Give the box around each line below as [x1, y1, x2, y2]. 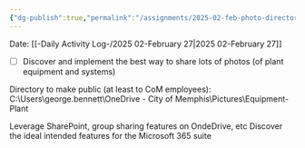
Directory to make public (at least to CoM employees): [9, 84, 212, 94]
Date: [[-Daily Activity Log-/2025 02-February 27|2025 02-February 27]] [9, 38, 282, 49]
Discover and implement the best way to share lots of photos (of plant [22, 55, 284, 66]
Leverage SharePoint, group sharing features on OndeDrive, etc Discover [9, 120, 283, 132]
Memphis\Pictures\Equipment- [174, 93, 289, 104]
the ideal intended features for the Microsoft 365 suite [9, 130, 212, 141]
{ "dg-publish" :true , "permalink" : [9, 13, 136, 23]
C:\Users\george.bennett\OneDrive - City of [9, 93, 174, 104]
